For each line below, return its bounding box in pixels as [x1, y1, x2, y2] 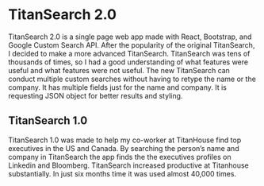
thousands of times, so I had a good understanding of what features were [8, 57, 248, 67]
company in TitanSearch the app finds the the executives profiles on [8, 152, 231, 161]
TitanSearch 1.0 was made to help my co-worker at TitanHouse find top [8, 135, 242, 145]
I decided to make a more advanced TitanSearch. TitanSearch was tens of [8, 48, 251, 58]
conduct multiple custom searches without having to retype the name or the [8, 74, 256, 83]
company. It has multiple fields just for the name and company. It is [8, 82, 228, 92]
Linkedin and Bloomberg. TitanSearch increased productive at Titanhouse [8, 161, 249, 170]
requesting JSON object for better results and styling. [8, 91, 183, 100]
